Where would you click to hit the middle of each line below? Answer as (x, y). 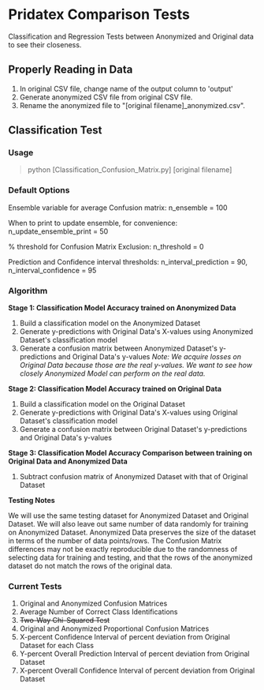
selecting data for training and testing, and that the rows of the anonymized (130, 557)
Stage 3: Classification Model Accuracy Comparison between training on (130, 453)
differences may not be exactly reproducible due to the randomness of (123, 549)
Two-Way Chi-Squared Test (65, 621)
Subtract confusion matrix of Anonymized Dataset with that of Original (134, 477)
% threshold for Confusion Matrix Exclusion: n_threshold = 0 (106, 246)
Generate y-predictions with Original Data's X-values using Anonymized (136, 332)
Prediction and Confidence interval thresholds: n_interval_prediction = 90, (128, 261)
